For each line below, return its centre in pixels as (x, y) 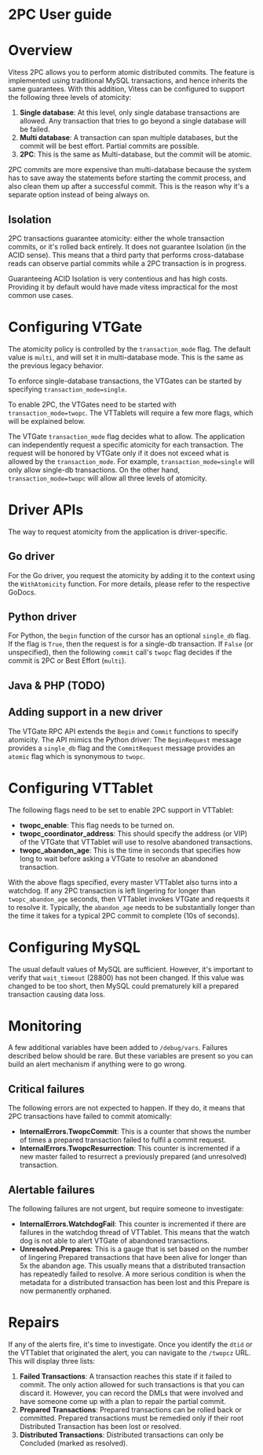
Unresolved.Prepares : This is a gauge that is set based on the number (134, 1249)
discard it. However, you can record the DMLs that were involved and (131, 1393)
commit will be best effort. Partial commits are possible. (110, 146)
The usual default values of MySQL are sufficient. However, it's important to (131, 969)
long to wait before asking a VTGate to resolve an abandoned (119, 858)
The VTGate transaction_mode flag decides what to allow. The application (127, 436)
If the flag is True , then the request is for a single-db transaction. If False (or (131, 644)
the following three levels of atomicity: (70, 98)
